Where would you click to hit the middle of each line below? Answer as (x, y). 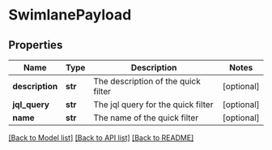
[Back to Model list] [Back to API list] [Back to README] (101, 138)
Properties (36, 45)
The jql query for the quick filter (153, 105)
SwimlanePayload (70, 15)
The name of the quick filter (146, 118)
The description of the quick (147, 81)
